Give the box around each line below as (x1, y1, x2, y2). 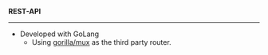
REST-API (8, 7, 41, 16)
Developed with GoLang (19, 29, 100, 38)
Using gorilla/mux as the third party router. (31, 38, 171, 46)
